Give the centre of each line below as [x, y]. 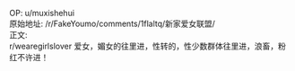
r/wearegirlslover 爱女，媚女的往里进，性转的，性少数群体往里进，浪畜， [144, 46]
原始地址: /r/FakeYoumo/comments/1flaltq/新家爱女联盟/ [112, 23]
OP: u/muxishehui [42, 13]
